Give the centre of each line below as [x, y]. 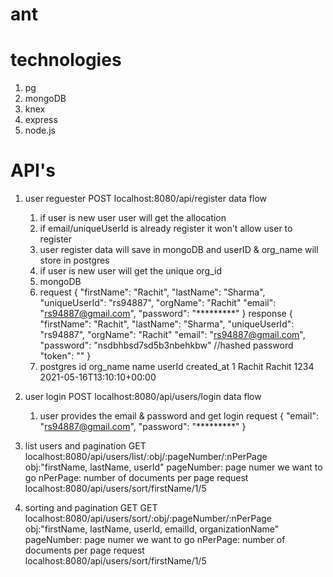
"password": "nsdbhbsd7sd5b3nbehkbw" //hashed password [166, 345]
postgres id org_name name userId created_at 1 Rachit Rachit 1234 [177, 367]
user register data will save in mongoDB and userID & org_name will [179, 250]
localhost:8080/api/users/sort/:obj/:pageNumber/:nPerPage [148, 519]
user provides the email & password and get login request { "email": [179, 416]
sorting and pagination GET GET [91, 508]
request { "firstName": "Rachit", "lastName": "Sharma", [152, 292]
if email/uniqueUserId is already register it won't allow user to [166, 229]
